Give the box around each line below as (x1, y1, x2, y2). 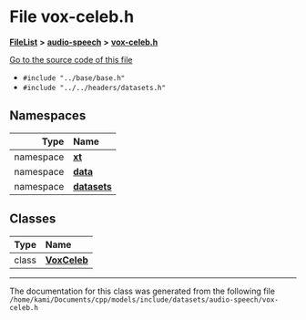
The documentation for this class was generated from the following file (9, 285, 276, 296)
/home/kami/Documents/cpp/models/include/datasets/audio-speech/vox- (9, 294, 280, 305)
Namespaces (9, 108, 87, 124)
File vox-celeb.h (9, 6, 135, 27)
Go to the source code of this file (9, 54, 133, 65)
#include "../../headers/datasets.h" (22, 83, 167, 92)
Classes (9, 212, 56, 227)
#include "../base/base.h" (22, 73, 126, 83)
